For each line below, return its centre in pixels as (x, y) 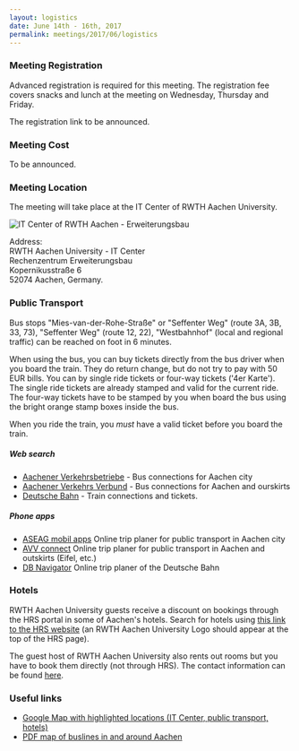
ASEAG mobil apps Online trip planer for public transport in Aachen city (154, 539)
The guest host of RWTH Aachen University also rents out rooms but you (144, 656)
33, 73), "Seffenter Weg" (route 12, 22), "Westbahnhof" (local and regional (146, 332)
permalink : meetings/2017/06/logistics (84, 34)
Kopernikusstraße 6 (46, 271)
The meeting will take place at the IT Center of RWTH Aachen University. (143, 207)
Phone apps (32, 516)
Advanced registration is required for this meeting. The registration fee (140, 85)
